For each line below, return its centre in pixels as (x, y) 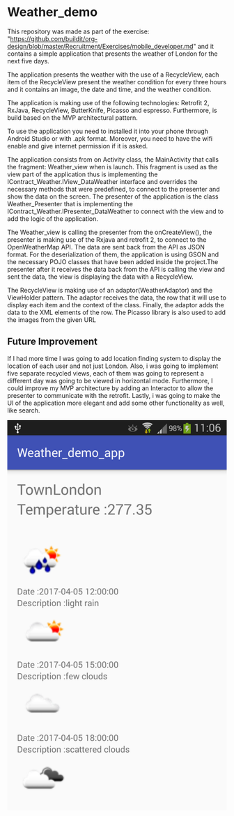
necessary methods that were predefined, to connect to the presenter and (114, 189)
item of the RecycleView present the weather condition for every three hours (117, 82)
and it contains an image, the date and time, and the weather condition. (109, 89)
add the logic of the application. (53, 218)
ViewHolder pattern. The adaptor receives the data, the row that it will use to (117, 298)
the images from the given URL (52, 320)
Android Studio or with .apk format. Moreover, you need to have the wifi (110, 138)
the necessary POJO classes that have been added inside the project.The (113, 261)
